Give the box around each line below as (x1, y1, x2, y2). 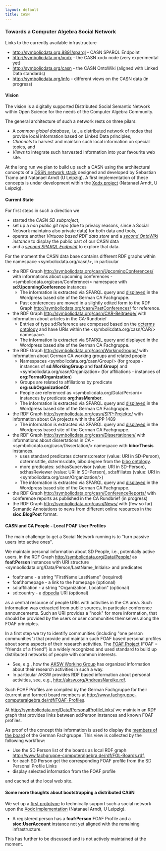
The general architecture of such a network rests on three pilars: (5, 118, 137, 124)
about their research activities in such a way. (12, 666, 104, 672)
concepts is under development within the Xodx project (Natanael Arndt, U (5, 180, 158, 186)
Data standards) (12, 70, 46, 76)
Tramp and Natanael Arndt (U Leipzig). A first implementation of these (5, 175, 149, 181)
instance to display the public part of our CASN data (12, 238, 119, 244)
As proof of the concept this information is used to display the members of (5, 727, 158, 733)
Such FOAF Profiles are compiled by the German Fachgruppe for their (5, 687, 148, 693)
